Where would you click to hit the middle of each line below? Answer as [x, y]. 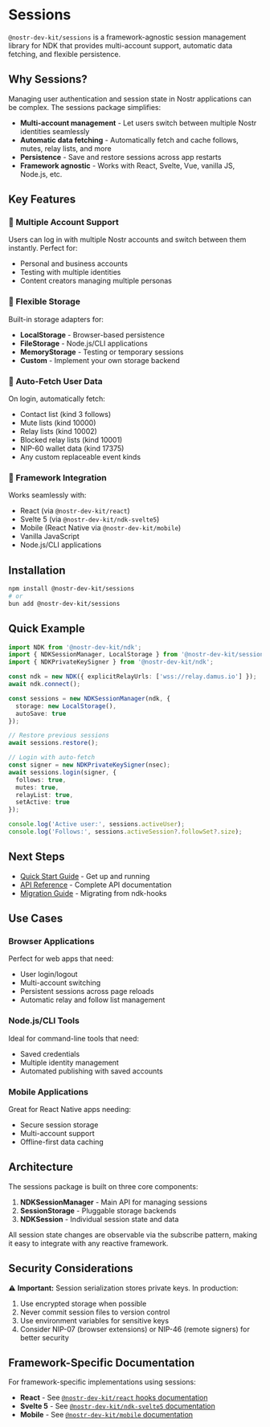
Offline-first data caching [62, 1142]
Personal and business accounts [74, 264]
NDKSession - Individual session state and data [99, 1219]
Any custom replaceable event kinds [80, 457]
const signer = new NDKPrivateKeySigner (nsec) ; [90, 765]
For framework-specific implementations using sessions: [102, 1382]
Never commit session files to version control [95, 1312]
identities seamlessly [55, 131]
